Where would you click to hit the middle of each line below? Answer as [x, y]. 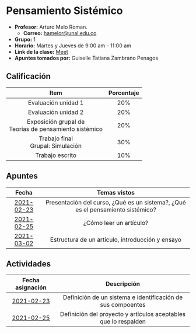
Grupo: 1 [25, 39]
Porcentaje [124, 93]
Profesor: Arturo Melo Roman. [51, 27]
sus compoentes [123, 305]
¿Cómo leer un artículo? [116, 223]
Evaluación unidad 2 [56, 112]
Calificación [29, 76]
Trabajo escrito [56, 155]
